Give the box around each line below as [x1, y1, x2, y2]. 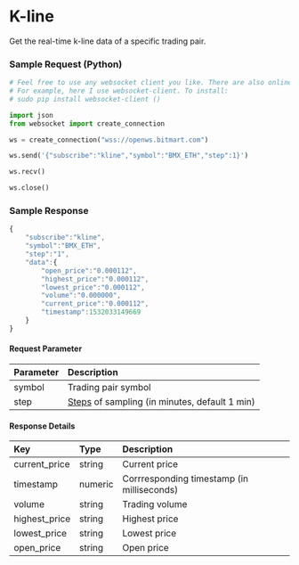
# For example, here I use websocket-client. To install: [9, 86, 229, 95]
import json [9, 111, 53, 119]
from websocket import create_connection [9, 119, 166, 128]
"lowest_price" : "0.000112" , [41, 282, 145, 291]
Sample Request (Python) [9, 58, 123, 70]
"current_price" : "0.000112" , [41, 299, 149, 308]
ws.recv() [9, 168, 46, 176]
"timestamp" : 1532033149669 [41, 307, 141, 317]
